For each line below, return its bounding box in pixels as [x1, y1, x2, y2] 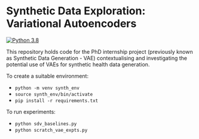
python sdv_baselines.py [14, 121, 77, 126]
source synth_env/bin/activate [14, 91, 93, 97]
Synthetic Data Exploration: [6, 4, 146, 18]
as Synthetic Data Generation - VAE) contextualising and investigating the [6, 54, 187, 61]
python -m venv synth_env [14, 85, 79, 91]
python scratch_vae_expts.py [14, 127, 88, 133]
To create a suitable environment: [6, 72, 88, 79]
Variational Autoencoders [6, 17, 137, 30]
